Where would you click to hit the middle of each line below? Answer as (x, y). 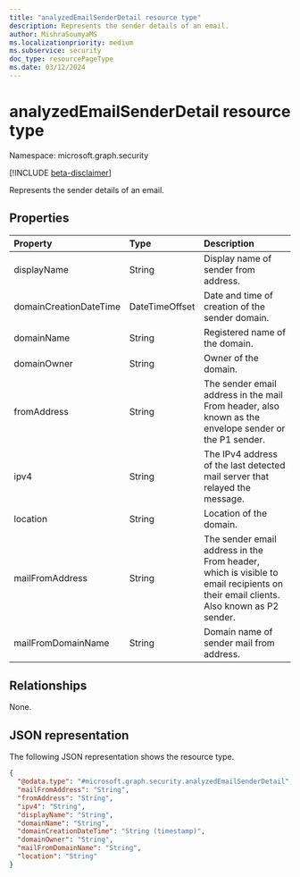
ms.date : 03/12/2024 (48, 68)
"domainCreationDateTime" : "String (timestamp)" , (111, 831)
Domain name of (238, 631)
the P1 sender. (235, 439)
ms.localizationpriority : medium (71, 42)
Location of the (236, 513)
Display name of (238, 258)
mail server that (237, 476)
